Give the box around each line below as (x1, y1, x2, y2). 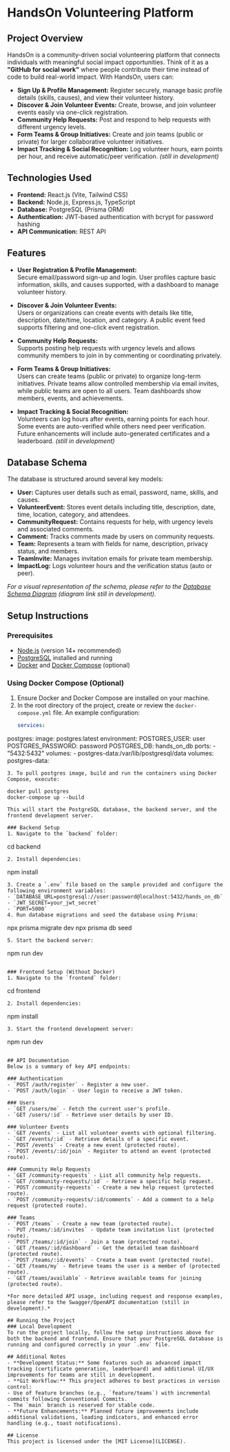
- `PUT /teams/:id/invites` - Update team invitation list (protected (7, 1227, 214, 1234)
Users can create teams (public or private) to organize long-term (17, 372, 201, 380)
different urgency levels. (17, 123, 87, 131)
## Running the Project (7, 1317, 76, 1324)
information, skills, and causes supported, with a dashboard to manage (17, 280, 219, 288)
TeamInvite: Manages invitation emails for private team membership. (17, 554, 213, 563)
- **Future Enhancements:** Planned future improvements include (7, 1408, 198, 1415)
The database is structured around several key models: (7, 475, 164, 483)
